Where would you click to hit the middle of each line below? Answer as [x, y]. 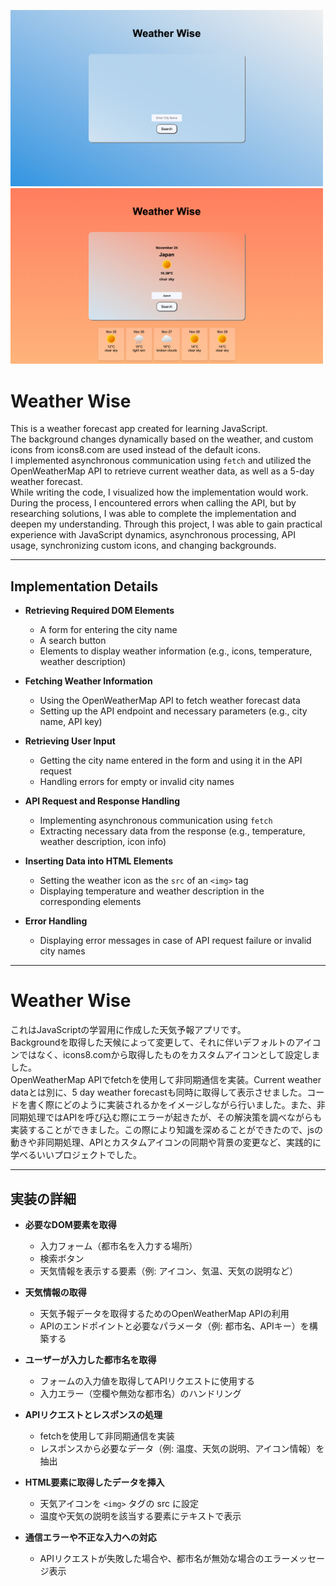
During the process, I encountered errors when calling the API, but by [153, 503]
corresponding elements [90, 902]
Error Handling [56, 921]
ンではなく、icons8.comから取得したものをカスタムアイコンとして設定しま [165, 1055]
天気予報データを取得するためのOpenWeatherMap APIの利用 [164, 1313]
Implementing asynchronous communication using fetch [156, 821]
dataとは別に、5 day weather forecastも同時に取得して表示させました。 [159, 1092]
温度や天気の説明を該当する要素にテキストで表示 [140, 1516]
